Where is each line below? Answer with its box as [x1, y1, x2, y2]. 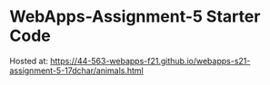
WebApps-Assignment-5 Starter [9, 6, 261, 27]
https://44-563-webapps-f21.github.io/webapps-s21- [49, 55, 251, 66]
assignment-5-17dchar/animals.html [9, 65, 144, 76]
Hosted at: [9, 55, 48, 66]
